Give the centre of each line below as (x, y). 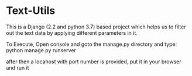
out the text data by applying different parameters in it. (72, 32)
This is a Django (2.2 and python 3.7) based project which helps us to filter (96, 27)
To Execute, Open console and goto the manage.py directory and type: (92, 44)
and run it (18, 67)
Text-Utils (31, 11)
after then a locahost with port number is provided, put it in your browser (94, 61)
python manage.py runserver (41, 50)
